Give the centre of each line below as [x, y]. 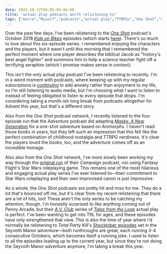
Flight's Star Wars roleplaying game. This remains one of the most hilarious [82, 168]
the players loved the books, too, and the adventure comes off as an [75, 142]
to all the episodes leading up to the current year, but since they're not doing [83, 241]
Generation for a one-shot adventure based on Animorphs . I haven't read [80, 127]
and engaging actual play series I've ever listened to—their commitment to [81, 173]
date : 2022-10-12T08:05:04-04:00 [40, 10]
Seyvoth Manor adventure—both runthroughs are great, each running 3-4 [81, 231]
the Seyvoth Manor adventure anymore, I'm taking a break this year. [75, 247]
